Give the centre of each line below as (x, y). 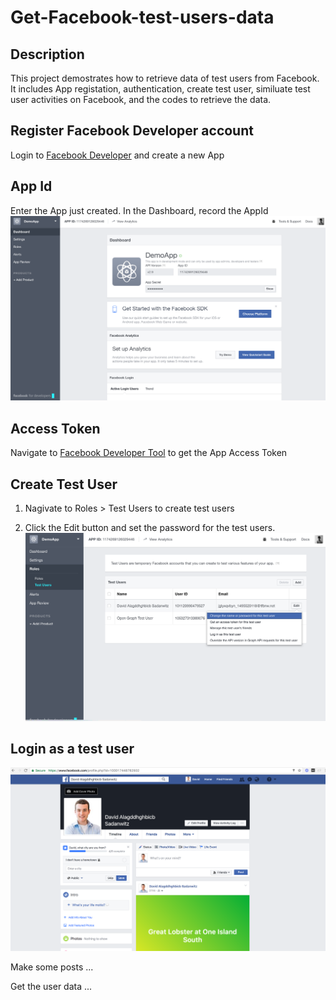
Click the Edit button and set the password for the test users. (150, 528)
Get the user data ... (51, 987)
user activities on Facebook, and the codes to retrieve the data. (141, 99)
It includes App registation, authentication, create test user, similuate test (160, 89)
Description (47, 54)
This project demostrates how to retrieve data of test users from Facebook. (165, 78)
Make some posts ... (52, 967)
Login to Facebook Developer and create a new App (117, 155)
